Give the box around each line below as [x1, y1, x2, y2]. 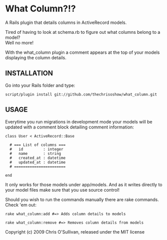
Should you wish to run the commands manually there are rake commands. [5, 196, 159, 202]
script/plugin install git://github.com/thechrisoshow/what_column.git [5, 92, 157, 97]
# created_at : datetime [9, 155, 66, 160]
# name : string [9, 151, 61, 156]
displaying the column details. [5, 54, 66, 60]
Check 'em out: [5, 202, 36, 208]
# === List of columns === [9, 142, 66, 147]
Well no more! [5, 39, 34, 45]
